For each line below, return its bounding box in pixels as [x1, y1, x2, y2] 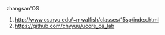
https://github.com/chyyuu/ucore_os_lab [14, 23, 115, 29]
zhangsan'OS [6, 5, 40, 12]
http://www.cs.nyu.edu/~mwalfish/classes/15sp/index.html [14, 16, 159, 23]
